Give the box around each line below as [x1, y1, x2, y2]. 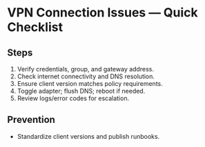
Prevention [7, 114, 55, 126]
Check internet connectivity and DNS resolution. [17, 72, 155, 80]
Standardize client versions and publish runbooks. [17, 132, 160, 140]
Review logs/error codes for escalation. [17, 94, 130, 102]
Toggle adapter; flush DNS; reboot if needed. [17, 87, 146, 95]
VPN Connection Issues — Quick [7, 5, 198, 21]
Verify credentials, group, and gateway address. [17, 65, 154, 73]
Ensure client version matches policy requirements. [17, 80, 164, 87]
